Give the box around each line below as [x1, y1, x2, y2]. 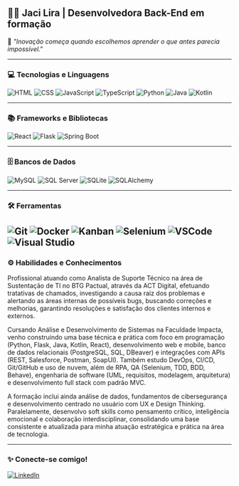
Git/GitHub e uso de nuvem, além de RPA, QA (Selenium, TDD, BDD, [7, 364, 206, 372]
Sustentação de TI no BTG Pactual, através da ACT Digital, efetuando [7, 282, 210, 290]
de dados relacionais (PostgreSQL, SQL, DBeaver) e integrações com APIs [7, 348, 225, 356]
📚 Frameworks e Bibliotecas [7, 113, 109, 123]
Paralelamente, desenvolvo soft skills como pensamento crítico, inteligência [7, 407, 230, 416]
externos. [7, 312, 36, 320]
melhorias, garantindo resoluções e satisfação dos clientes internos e [7, 304, 211, 313]
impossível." [7, 44, 43, 53]
